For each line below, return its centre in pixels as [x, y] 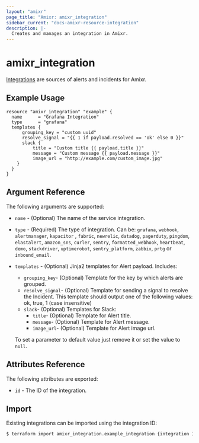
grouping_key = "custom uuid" [59, 132]
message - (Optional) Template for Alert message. [91, 321]
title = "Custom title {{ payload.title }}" [88, 148]
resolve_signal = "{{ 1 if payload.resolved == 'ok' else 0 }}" [103, 138]
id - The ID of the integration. [51, 390]
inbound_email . [33, 254]
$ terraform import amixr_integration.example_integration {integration [98, 434]
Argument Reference [46, 192]
